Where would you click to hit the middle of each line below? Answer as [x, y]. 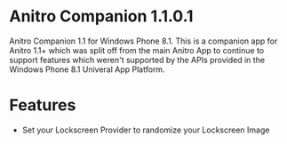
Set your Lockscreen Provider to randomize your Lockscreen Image [146, 130]
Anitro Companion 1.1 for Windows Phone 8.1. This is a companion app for [143, 41]
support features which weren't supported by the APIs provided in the [137, 60]
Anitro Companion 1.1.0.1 [101, 16]
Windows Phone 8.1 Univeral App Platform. [88, 69]
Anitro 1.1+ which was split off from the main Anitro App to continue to [137, 50]
